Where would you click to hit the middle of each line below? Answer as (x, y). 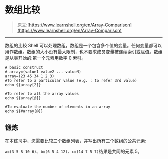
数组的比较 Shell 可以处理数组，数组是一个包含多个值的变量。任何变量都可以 (84, 45)
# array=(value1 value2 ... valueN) (43, 72)
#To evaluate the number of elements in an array (58, 107)
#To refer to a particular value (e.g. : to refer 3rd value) (71, 80)
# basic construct (24, 67)
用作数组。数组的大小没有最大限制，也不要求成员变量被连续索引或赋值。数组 (84, 52)
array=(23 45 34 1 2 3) (30, 76)
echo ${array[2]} (23, 85)
